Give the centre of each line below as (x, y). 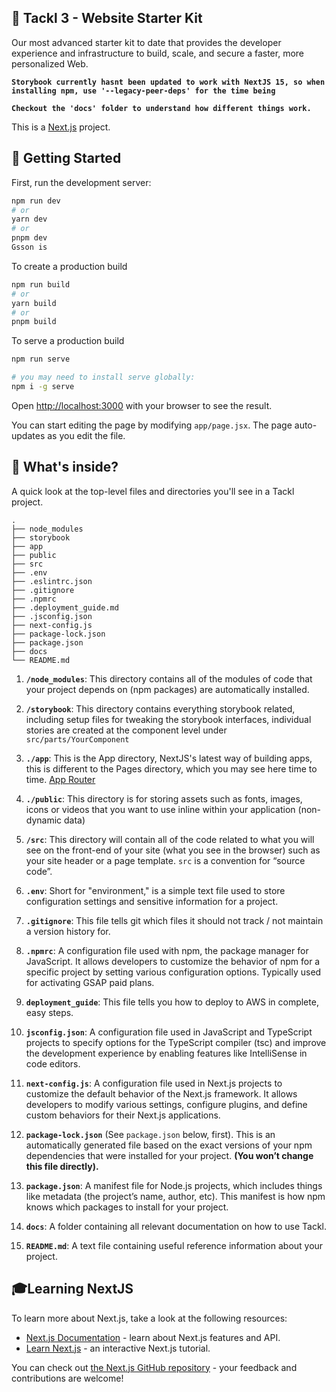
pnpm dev (29, 238)
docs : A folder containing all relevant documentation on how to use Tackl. (176, 1226)
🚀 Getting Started (66, 158)
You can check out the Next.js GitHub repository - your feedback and (154, 1367)
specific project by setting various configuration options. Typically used (173, 972)
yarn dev (29, 219)
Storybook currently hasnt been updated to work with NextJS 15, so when (168, 82)
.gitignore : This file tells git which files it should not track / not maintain (174, 920)
